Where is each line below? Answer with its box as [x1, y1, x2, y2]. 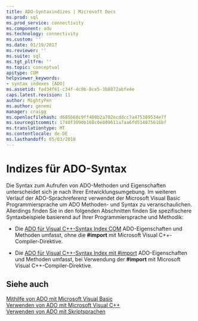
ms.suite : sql [6, 53, 42, 59]
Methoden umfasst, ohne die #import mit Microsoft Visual [14, 231, 158, 239]
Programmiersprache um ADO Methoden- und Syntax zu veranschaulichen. [6, 200, 192, 208]
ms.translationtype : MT [6, 125, 66, 131]
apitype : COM [6, 70, 39, 76]
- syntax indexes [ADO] [6, 81, 66, 87]
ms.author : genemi [6, 103, 52, 109]
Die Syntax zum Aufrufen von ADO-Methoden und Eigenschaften [6, 181, 166, 189]
